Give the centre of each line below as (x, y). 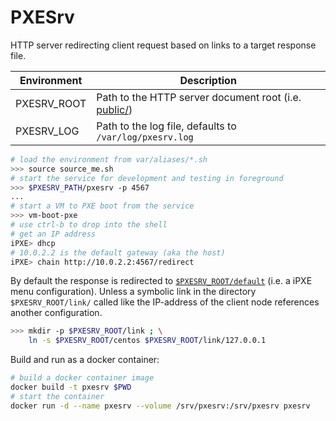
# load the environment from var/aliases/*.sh (109, 159)
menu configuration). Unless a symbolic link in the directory (133, 292)
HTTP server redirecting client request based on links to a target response (163, 45)
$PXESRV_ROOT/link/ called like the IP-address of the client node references (165, 302)
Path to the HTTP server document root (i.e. (199, 97)
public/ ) (114, 109)
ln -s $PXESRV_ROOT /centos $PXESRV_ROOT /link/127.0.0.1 (147, 341)
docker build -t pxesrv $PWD (71, 387)
